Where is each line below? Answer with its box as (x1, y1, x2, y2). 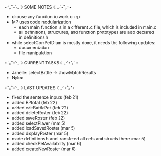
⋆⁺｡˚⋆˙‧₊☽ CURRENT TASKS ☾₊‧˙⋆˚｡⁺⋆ (4, 60, 79, 65)
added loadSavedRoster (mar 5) (11, 125, 75, 131)
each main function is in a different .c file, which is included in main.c (18, 24, 157, 30)
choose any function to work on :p (11, 14, 80, 19)
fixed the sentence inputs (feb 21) (11, 94, 79, 100)
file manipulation (18, 50, 52, 56)
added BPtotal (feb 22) (11, 100, 57, 105)
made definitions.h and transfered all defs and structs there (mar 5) (11, 136, 146, 141)
